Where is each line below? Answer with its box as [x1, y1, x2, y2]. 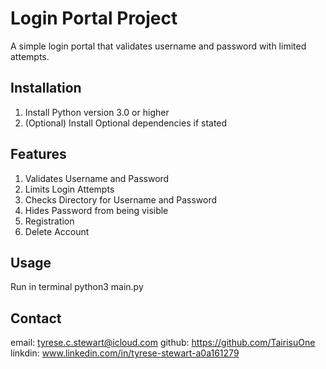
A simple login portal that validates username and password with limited [10, 40, 307, 52]
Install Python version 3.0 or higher [24, 106, 170, 118]
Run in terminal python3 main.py [10, 281, 144, 293]
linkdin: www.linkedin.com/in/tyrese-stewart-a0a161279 [10, 347, 240, 359]
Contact [10, 310, 62, 327]
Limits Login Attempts [24, 183, 115, 195]
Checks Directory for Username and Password [24, 193, 218, 206]
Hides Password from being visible [24, 204, 169, 216]
